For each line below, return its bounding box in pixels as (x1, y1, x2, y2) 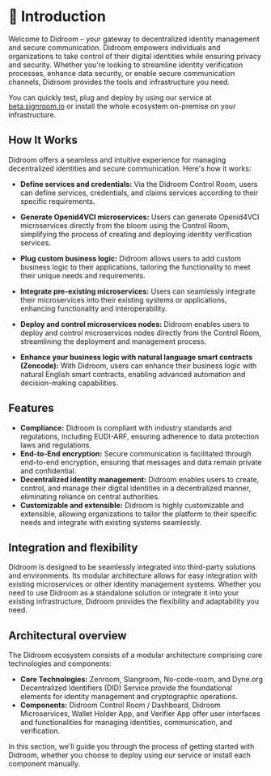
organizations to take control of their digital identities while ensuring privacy (8, 51, 261, 61)
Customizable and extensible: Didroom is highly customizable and (19, 500, 244, 510)
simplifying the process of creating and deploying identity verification (19, 229, 252, 239)
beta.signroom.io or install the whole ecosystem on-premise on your (8, 101, 236, 111)
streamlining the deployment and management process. (19, 336, 207, 346)
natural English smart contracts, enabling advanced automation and (19, 369, 246, 379)
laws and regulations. (19, 440, 91, 450)
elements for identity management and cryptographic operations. (19, 692, 239, 702)
